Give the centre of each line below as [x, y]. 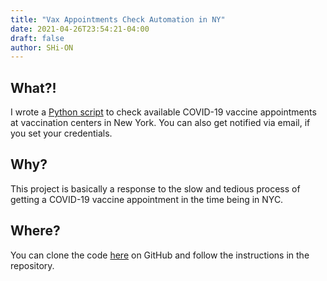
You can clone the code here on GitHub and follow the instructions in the [160, 255]
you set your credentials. [61, 133]
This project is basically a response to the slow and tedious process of [155, 188]
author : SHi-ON [42, 47]
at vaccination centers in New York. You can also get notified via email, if [160, 123]
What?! [33, 87]
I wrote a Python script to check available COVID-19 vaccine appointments [163, 112]
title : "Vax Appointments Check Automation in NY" [118, 19]
